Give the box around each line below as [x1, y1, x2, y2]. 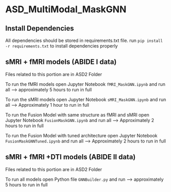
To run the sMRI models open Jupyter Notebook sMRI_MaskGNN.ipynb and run [5, 96, 166, 103]
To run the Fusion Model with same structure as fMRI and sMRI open [5, 111, 150, 118]
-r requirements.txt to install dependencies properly [5, 43, 118, 49]
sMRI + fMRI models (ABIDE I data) [5, 58, 117, 66]
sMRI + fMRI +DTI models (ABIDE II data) [5, 153, 136, 161]
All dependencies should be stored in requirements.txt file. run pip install [5, 37, 163, 43]
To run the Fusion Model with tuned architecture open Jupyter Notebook [5, 132, 158, 138]
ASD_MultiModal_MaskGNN [5, 4, 127, 15]
